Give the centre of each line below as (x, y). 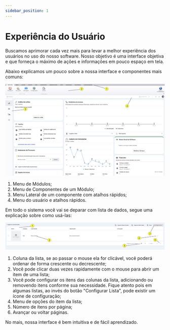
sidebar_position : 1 (27, 11)
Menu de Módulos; (32, 184)
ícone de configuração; (37, 296)
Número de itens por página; (42, 307)
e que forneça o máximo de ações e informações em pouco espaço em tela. (85, 62)
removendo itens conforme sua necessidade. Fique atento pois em (82, 285)
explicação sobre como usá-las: (39, 216)
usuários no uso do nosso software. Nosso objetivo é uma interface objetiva (85, 56)
